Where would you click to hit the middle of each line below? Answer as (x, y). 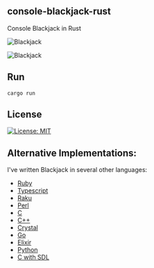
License (25, 115)
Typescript (33, 191)
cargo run (22, 93)
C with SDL (33, 258)
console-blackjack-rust (59, 11)
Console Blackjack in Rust (44, 28)
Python (27, 250)
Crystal (27, 228)
